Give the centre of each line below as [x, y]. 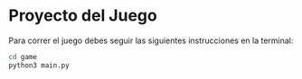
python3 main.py [39, 65]
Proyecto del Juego [83, 16]
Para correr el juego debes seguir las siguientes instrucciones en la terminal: [151, 40]
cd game [23, 57]
